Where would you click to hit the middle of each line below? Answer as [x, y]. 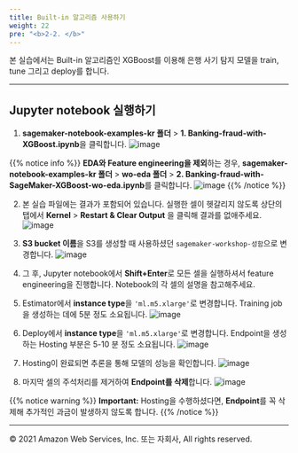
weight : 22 [29, 26]
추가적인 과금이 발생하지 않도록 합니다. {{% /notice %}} [122, 412]
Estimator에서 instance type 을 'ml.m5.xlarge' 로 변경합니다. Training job [152, 303]
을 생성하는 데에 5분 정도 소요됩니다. [85, 315]
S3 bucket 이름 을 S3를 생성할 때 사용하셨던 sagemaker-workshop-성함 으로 [150, 244]
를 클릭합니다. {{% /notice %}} [215, 185]
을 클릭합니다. [103, 144]
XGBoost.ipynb [51, 144]
